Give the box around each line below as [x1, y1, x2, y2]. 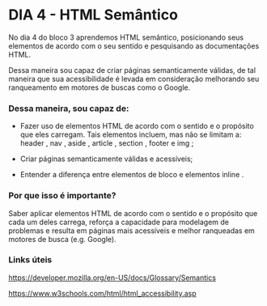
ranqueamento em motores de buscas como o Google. [8, 83, 191, 92]
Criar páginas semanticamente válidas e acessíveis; [19, 154, 193, 164]
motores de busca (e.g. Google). [8, 234, 117, 244]
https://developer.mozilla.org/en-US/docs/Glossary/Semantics [8, 273, 217, 283]
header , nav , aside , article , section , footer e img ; [19, 138, 194, 148]
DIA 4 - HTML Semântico [8, 6, 178, 24]
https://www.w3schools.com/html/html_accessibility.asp [8, 288, 197, 298]
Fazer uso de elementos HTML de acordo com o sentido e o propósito [19, 121, 255, 131]
